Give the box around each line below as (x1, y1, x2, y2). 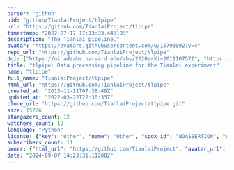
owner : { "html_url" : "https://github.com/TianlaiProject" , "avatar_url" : (7, 146, 226, 153)
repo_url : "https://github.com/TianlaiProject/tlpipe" (7, 49, 170, 56)
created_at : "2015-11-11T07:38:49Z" (7, 87, 114, 94)
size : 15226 (7, 107, 42, 114)
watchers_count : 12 (7, 119, 64, 127)
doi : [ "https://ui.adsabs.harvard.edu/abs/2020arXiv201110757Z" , (7, 56, 201, 62)
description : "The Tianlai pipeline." (7, 36, 120, 43)
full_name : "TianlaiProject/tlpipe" (7, 74, 114, 82)
